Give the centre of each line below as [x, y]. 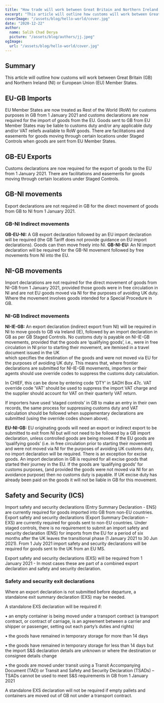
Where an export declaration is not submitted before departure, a [71, 592]
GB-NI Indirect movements [37, 224]
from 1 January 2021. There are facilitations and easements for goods [75, 174]
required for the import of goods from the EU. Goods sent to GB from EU [78, 120]
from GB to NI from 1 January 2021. [41, 211]
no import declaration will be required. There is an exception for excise [76, 454]
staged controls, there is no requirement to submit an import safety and [77, 528]
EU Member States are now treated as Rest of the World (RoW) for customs [81, 110]
